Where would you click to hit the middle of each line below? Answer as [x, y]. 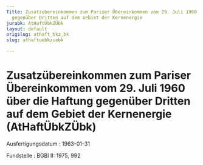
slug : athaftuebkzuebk [35, 40]
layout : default [27, 29]
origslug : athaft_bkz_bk [38, 35]
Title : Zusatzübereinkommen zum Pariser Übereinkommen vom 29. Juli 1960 [102, 12]
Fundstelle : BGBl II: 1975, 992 [43, 155]
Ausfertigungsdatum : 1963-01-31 [48, 144]
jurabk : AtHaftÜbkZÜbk [35, 23]
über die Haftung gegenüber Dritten [98, 101]
